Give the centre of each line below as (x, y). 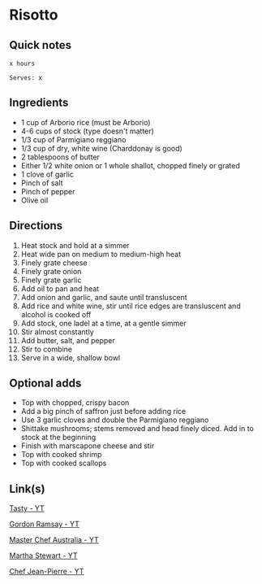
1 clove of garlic (47, 174)
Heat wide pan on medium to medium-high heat (101, 254)
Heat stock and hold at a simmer (75, 245)
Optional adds (45, 384)
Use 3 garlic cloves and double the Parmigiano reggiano (115, 420)
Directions (36, 226)
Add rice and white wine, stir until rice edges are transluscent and (131, 306)
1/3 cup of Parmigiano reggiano (73, 139)
